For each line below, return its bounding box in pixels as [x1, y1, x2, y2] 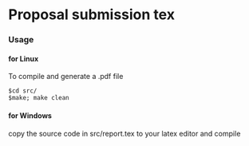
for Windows [8, 110, 52, 120]
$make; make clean [8, 94, 69, 102]
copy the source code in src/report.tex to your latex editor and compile [8, 128, 241, 138]
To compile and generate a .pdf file [8, 72, 124, 81]
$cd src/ [8, 87, 38, 95]
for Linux [8, 53, 39, 63]
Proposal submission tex [8, 6, 176, 24]
